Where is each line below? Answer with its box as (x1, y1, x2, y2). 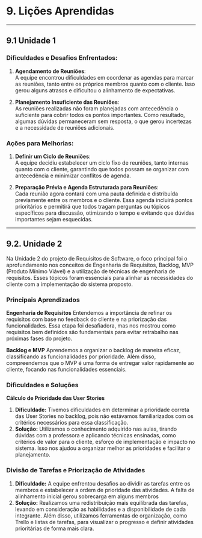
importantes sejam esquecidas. (14, 215, 93, 223)
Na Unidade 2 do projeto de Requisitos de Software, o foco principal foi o (6, 255, 188, 262)
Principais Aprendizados (6, 296, 80, 304)
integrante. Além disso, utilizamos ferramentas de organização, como (14, 511, 188, 519)
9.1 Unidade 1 (6, 36, 56, 46)
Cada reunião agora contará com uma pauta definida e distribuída (14, 190, 179, 197)
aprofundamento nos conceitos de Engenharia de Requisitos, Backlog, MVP (6, 261, 194, 268)
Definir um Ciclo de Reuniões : (14, 153, 91, 160)
